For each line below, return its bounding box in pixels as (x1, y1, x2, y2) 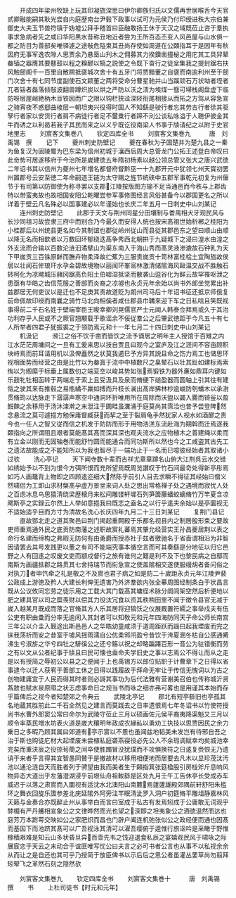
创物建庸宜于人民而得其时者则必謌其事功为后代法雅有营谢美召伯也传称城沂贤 (7, 675, 229, 683)
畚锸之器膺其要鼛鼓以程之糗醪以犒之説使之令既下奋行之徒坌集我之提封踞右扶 (7, 59, 229, 67)
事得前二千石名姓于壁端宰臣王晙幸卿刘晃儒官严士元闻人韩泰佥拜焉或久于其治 (7, 305, 229, 313)
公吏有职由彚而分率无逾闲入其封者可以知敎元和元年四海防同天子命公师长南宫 (7, 613, 229, 621)
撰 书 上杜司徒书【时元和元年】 (7, 883, 122, 892)
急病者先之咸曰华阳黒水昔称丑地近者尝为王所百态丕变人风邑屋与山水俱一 (19, 32, 229, 41)
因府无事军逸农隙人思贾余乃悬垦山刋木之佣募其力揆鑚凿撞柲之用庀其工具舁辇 (7, 50, 229, 58)
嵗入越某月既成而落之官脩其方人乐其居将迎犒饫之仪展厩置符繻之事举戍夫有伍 (7, 605, 229, 612)
